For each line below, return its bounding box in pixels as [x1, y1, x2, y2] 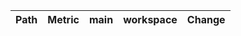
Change [186, 13, 226, 26]
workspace [123, 13, 178, 26]
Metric [47, 13, 80, 26]
